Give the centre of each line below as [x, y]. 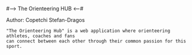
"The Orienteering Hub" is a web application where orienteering [88, 31]
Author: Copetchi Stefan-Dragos [45, 20]
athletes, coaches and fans [41, 36]
